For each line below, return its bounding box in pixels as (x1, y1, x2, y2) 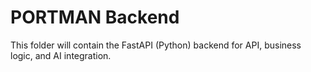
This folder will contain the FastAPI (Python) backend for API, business (10, 39, 302, 51)
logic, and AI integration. (10, 49, 112, 61)
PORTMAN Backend (10, 6, 180, 29)
